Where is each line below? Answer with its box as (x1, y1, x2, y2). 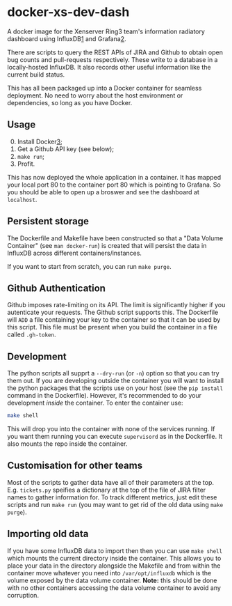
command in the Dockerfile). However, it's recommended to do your (7, 391, 201, 400)
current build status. (7, 70, 65, 79)
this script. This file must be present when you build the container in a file (7, 323, 217, 332)
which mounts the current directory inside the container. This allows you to (7, 554, 222, 562)
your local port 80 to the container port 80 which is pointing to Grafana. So (7, 180, 221, 189)
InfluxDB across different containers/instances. (7, 249, 142, 257)
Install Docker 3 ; (17, 137, 63, 146)
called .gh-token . (7, 330, 56, 339)
